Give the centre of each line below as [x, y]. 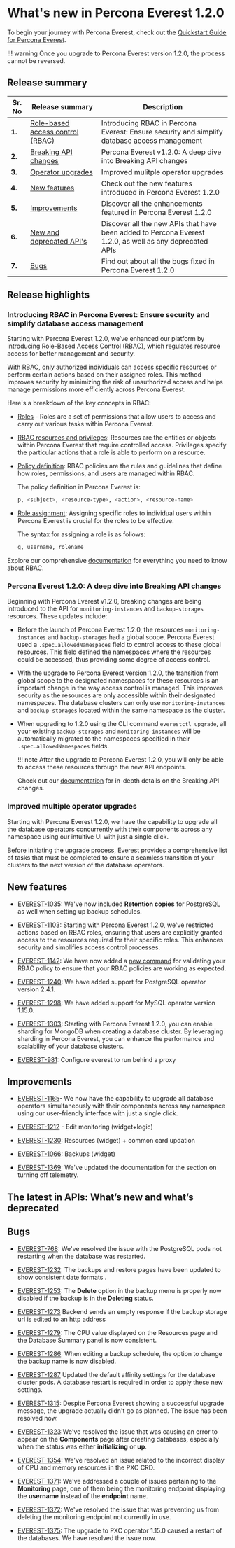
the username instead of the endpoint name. [83, 1495]
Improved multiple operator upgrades [72, 807]
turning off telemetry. [48, 1175]
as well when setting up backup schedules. [79, 911]
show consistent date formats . [62, 1277]
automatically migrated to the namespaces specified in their [104, 739]
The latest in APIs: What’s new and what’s [100, 1197]
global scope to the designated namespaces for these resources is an [118, 681]
